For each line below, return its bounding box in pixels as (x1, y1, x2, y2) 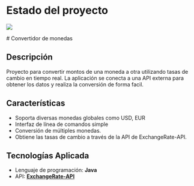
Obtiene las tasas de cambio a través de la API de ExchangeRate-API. (14, 133, 187, 140)
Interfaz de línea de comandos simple (14, 121, 109, 128)
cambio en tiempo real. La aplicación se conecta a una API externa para (6, 74, 184, 82)
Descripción (6, 52, 53, 62)
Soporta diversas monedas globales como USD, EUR (14, 114, 146, 121)
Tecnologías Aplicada (6, 151, 89, 161)
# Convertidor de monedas (6, 34, 73, 42)
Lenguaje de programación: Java (14, 166, 97, 174)
